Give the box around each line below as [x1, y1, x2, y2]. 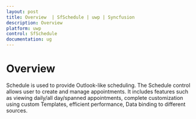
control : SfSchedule [6, 31, 58, 37]
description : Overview [6, 20, 63, 26]
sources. [6, 107, 28, 114]
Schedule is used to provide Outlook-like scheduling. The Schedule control [6, 82, 191, 89]
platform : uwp [6, 25, 42, 32]
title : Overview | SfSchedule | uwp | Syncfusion [6, 14, 135, 20]
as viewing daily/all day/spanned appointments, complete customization [6, 94, 183, 101]
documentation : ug [6, 36, 52, 42]
